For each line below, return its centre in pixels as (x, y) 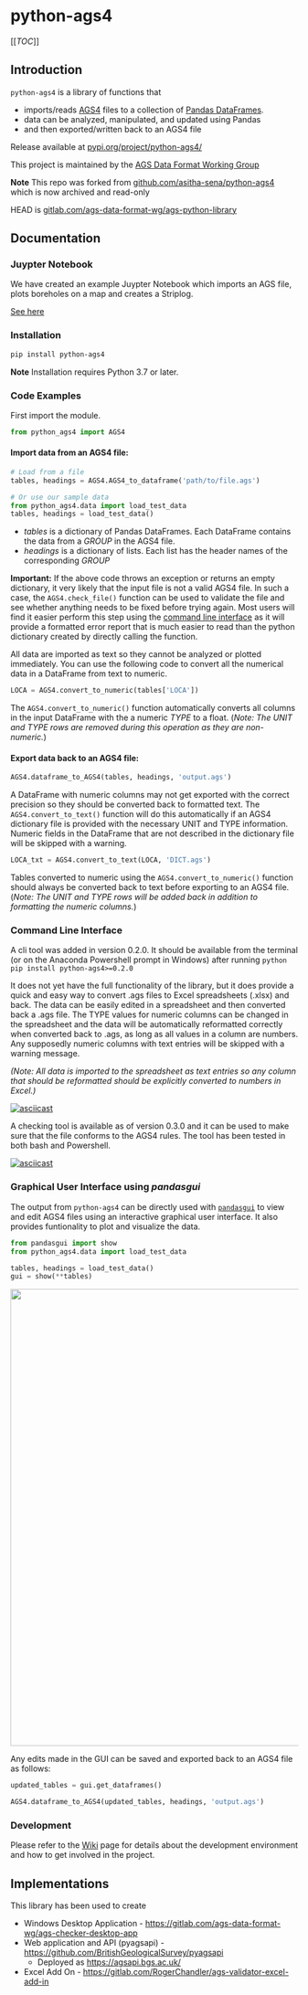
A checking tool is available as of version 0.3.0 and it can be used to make (150, 1126)
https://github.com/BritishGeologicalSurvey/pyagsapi (123, 1953)
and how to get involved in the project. (83, 1855)
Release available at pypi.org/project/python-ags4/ (106, 146)
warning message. (45, 1054)
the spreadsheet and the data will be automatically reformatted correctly (147, 1024)
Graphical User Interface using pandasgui (106, 1187)
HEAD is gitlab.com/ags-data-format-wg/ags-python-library (123, 209)
